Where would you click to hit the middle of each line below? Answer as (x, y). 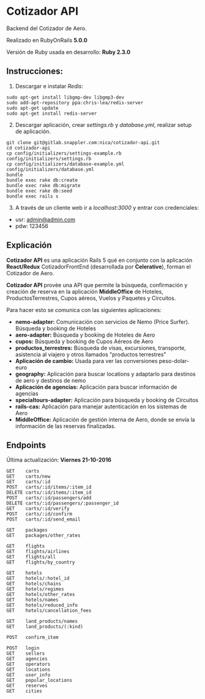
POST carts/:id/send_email (43, 519)
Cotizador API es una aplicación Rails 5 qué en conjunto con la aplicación (99, 260)
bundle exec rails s (33, 196)
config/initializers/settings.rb (49, 159)
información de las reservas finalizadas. (65, 426)
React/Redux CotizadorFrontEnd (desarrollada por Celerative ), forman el (99, 266)
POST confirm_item (33, 638)
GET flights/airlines (38, 552)
